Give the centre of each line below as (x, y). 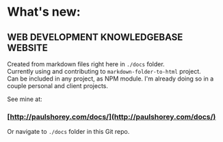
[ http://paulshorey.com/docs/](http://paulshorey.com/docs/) (112, 117)
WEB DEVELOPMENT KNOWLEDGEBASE (95, 37)
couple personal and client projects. (57, 86)
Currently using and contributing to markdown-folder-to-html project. (104, 71)
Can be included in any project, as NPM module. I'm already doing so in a (110, 79)
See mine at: (25, 99)
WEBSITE (27, 47)
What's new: (44, 12)
